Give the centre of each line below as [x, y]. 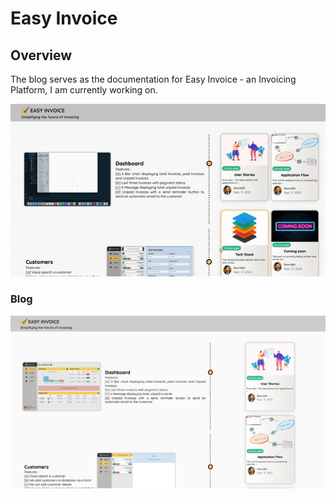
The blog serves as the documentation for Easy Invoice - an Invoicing [153, 79]
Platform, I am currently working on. [84, 90]
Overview [41, 55]
